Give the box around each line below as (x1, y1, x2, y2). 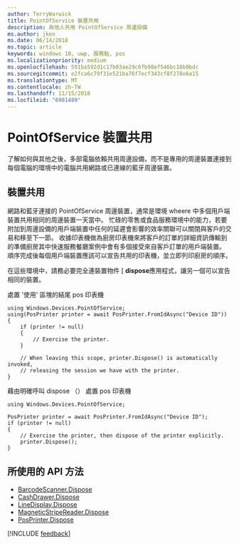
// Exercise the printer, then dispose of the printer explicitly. (20, 432, 224, 439)
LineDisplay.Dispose (17, 500, 78, 508)
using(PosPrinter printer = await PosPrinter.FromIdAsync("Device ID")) (7, 311, 228, 318)
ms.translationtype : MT (7, 76, 78, 84)
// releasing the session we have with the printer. (20, 366, 180, 374)
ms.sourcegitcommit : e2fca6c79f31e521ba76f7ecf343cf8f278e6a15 (7, 70, 199, 77)
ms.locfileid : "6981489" (7, 97, 81, 104)
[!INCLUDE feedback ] (7, 529, 71, 538)
